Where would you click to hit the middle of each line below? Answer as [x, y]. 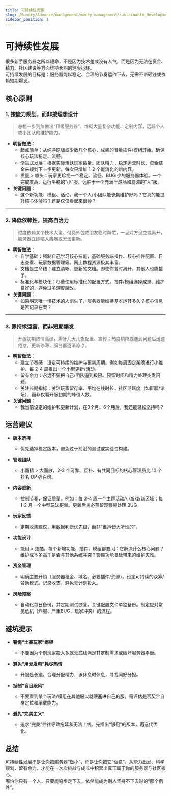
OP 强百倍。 [43, 477]
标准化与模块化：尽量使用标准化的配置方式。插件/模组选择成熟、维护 [92, 282]
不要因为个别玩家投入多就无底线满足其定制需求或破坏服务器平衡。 [89, 653]
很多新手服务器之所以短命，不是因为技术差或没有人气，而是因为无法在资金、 [85, 61]
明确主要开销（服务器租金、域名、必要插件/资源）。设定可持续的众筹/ [92, 577]
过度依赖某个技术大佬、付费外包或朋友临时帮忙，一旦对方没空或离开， [91, 233]
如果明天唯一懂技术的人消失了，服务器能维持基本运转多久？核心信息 [92, 301]
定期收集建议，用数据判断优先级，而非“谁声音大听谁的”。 [80, 527]
